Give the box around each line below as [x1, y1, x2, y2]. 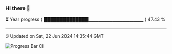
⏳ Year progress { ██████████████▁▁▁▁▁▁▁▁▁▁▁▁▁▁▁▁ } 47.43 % [5, 16, 165, 22]
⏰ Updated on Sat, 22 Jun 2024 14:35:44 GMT [5, 33, 104, 39]
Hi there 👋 [5, 5, 31, 12]
